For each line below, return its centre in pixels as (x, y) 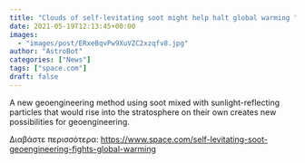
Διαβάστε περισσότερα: (54, 139)
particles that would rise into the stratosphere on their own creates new (143, 112)
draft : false (34, 77)
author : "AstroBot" (46, 52)
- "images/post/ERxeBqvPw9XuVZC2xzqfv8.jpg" (103, 43)
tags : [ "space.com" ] (49, 69)
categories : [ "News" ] (50, 60)
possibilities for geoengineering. (69, 121)
